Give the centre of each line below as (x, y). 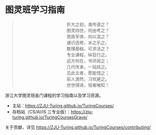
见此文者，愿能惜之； (88, 73)
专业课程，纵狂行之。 (88, 54)
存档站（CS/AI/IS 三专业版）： (41, 112)
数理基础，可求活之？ (88, 49)
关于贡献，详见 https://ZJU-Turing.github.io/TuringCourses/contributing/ (78, 127)
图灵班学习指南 (35, 10)
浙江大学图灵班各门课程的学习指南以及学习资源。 (54, 95)
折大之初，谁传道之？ (88, 24)
